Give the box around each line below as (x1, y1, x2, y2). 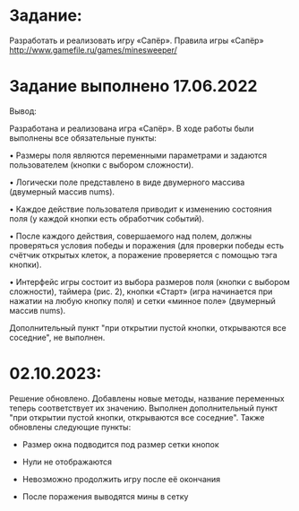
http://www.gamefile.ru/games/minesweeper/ (9, 44, 177, 55)
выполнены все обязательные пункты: (9, 132, 157, 143)
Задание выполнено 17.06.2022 (9, 76, 258, 97)
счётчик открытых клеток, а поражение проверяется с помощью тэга (9, 249, 278, 260)
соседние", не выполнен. (9, 332, 106, 342)
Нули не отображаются (21, 456, 113, 467)
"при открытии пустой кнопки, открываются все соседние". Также (9, 411, 265, 422)
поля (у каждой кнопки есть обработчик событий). (9, 212, 204, 224)
